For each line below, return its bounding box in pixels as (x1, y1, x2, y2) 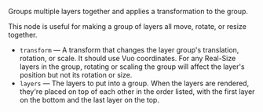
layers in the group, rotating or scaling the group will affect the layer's (19, 62, 245, 71)
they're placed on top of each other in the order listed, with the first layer (19, 87, 255, 96)
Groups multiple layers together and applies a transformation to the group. (8, 7, 249, 16)
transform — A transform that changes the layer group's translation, (19, 45, 239, 54)
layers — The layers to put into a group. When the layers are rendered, (19, 78, 250, 88)
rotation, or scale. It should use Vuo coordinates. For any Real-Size (19, 54, 236, 63)
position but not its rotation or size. (19, 70, 133, 79)
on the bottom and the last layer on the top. (19, 96, 159, 104)
